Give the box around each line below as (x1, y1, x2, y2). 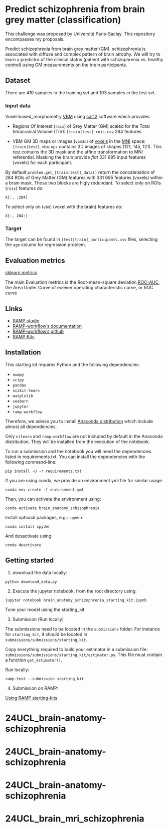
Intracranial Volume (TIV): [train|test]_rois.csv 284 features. (12, 129, 143, 135)
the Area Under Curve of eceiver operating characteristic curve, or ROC (5, 285, 154, 291)
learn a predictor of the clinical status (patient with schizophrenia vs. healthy (5, 56, 163, 62)
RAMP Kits (12, 333, 35, 339)
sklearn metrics (5, 270, 38, 276)
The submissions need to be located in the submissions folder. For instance (5, 626, 160, 632)
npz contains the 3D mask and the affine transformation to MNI (12, 149, 143, 155)
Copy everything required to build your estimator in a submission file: (5, 646, 148, 652)
